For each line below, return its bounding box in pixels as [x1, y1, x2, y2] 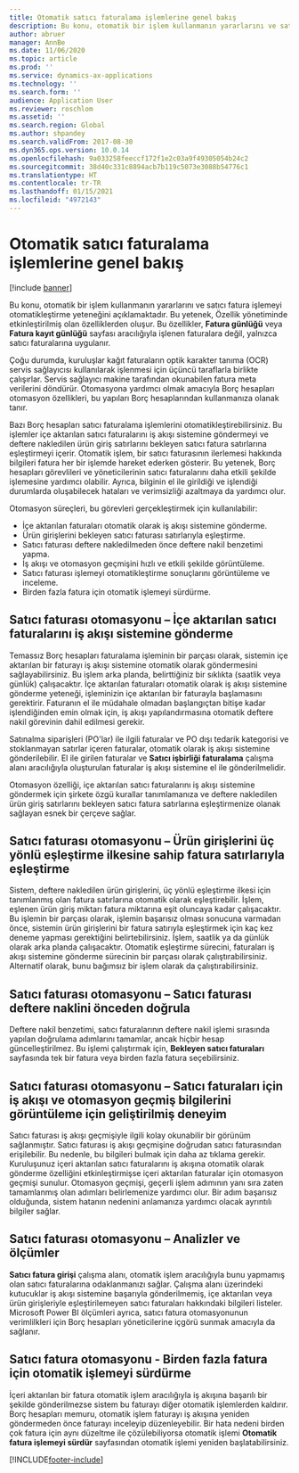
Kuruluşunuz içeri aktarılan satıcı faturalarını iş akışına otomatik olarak [9, 1158, 264, 1169]
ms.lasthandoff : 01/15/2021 [9, 187, 114, 196]
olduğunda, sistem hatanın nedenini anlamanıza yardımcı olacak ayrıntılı [9, 1197, 272, 1207]
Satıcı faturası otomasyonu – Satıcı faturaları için [9, 1078, 283, 1093]
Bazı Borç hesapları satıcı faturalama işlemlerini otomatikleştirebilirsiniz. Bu [9, 419, 283, 430]
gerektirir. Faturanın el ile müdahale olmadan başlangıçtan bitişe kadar [9, 697, 266, 708]
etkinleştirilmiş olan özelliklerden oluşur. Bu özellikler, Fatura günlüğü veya [9, 318, 283, 329]
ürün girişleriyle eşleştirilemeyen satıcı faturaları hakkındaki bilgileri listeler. [9, 1297, 283, 1308]
